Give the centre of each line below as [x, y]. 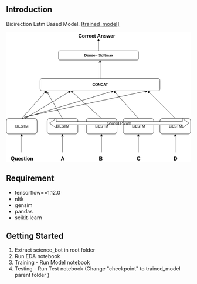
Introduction [29, 10]
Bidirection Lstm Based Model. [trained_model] [63, 24]
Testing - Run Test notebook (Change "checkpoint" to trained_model [97, 269]
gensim [23, 205]
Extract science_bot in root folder [55, 250]
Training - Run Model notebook [52, 263]
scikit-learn [28, 218]
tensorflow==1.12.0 [37, 192]
